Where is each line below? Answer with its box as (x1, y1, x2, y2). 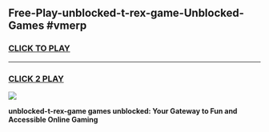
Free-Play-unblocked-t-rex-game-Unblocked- (8, 6, 244, 20)
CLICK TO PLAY (8, 43, 70, 54)
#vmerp (46, 19, 87, 33)
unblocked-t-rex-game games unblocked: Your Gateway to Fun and (8, 106, 238, 115)
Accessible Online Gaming (8, 114, 98, 124)
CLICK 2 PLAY (8, 73, 64, 84)
